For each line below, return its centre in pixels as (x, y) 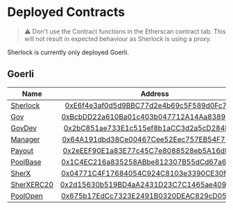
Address (155, 93)
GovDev (24, 128)
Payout (22, 150)
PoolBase (26, 162)
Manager (25, 139)
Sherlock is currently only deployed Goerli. (68, 52)
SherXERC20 (32, 184)
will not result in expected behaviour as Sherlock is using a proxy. (118, 38)
